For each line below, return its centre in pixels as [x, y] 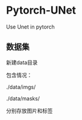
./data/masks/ [23, 98]
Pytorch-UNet [41, 10]
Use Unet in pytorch [30, 27]
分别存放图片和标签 [29, 110]
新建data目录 [22, 62]
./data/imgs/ [21, 87]
